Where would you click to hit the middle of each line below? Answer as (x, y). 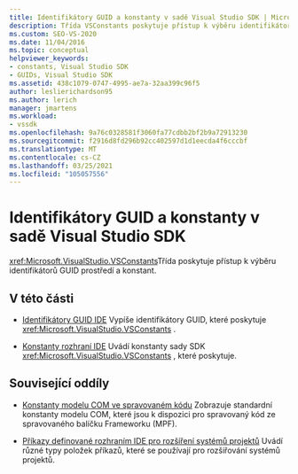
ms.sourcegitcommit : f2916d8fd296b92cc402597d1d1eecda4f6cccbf (129, 141)
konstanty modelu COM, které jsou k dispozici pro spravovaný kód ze (149, 414)
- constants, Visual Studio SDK (69, 67)
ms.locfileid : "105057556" (59, 174)
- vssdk (24, 125)
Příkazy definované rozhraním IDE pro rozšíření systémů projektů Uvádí (153, 440)
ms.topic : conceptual (49, 51)
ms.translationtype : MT (53, 149)
